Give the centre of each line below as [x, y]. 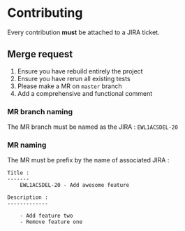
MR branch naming [40, 111]
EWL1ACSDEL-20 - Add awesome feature [75, 185]
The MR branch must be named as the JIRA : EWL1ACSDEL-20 [92, 127]
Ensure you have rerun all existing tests [74, 78]
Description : [28, 197]
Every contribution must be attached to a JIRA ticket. [83, 32]
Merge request [40, 54]
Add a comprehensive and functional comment [85, 93]
